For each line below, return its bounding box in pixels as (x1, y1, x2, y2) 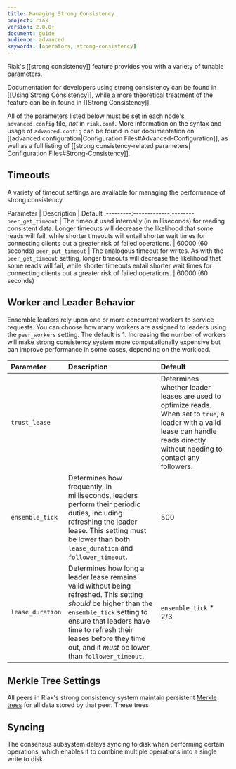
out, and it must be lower (67, 642, 150, 652)
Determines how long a (67, 563, 145, 573)
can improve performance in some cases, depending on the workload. (7, 345, 211, 353)
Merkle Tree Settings (7, 675, 101, 687)
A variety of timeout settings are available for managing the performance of (7, 188, 226, 197)
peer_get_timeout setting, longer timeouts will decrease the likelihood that (7, 254, 221, 262)
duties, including (67, 508, 123, 518)
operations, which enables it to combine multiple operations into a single (7, 747, 217, 756)
